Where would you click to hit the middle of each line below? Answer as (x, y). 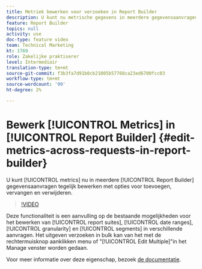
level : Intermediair (32, 62)
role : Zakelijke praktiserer (43, 56)
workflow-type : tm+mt (33, 79)
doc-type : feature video (37, 40)
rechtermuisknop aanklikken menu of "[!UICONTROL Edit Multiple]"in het (96, 241)
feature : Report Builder (37, 23)
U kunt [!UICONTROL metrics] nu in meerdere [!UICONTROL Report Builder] (100, 180)
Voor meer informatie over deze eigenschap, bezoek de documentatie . (94, 259)
